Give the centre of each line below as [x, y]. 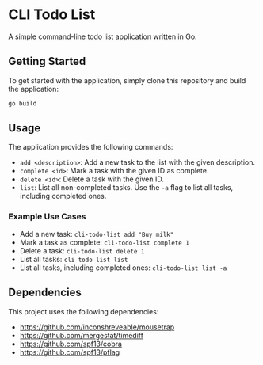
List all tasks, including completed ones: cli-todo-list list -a [123, 268]
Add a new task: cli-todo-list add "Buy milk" [97, 234]
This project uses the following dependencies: [84, 311]
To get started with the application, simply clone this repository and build [127, 80]
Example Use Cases [47, 217]
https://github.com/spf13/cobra [71, 344]
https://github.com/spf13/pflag [70, 352]
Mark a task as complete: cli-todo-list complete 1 [105, 242]
